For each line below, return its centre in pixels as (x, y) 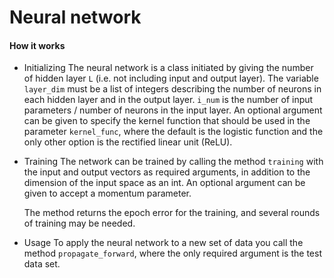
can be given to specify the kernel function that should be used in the (167, 121)
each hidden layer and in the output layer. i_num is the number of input (168, 100)
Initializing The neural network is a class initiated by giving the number (168, 68)
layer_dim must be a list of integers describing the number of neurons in (172, 89)
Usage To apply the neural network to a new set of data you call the (163, 243)
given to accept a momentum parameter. (107, 193)
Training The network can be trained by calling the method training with (173, 162)
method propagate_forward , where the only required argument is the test (172, 253)
